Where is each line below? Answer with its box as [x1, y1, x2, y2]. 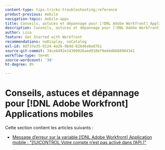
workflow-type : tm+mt [5, 53, 50, 58]
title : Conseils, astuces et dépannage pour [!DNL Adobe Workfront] [5, 21, 148, 26]
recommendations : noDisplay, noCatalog [5, 39, 87, 44]
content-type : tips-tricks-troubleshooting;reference [5, 7, 118, 12]
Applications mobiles [5, 109, 94, 120]
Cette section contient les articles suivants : [5, 125, 94, 131]
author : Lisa [5, 30, 32, 35]
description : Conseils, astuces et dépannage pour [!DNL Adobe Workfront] [5, 26, 162, 30]
